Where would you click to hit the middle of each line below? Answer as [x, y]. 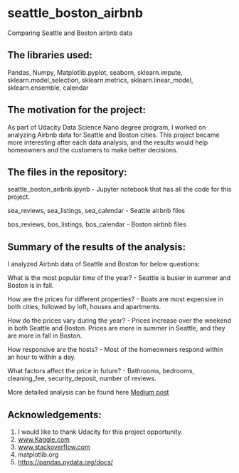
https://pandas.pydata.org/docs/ [65, 462]
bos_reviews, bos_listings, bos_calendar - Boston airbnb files [97, 224]
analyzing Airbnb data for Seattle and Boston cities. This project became [114, 135]
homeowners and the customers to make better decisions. [93, 150]
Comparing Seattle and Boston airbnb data [70, 33]
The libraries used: [50, 55]
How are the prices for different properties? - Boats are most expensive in [116, 299]
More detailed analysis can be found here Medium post [88, 393]
